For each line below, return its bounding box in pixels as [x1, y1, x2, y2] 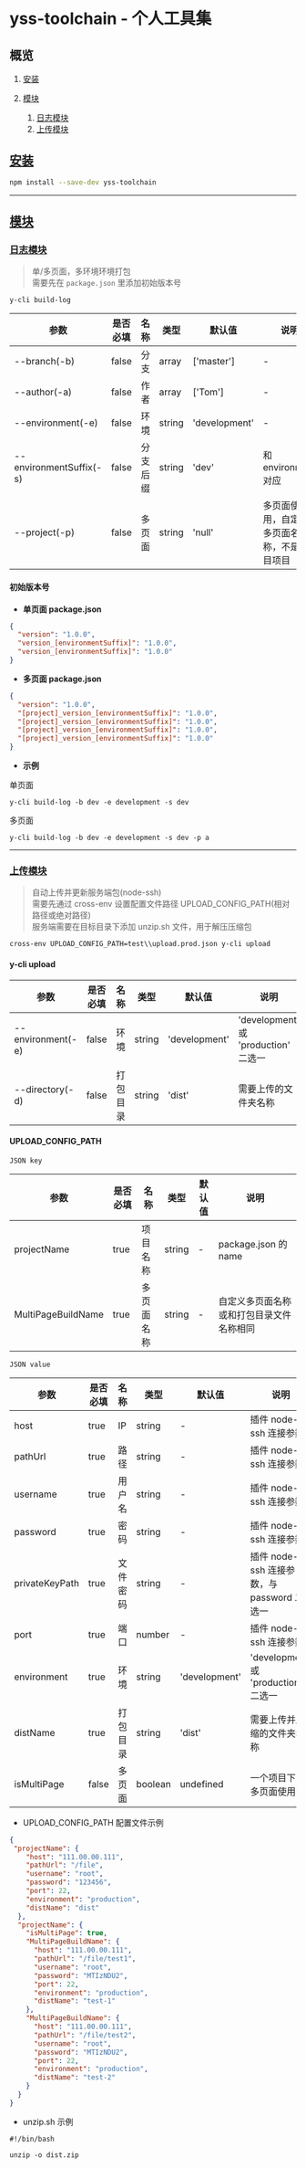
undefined [179, 1777, 224, 1790]
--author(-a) [14, 385, 73, 398]
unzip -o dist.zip [9, 2150, 79, 2160]
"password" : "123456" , [25, 1878, 112, 1887]
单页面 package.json [22, 604, 102, 615]
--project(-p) [14, 526, 76, 539]
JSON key [9, 1156, 43, 1165]
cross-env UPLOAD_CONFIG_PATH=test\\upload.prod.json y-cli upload [9, 940, 271, 949]
